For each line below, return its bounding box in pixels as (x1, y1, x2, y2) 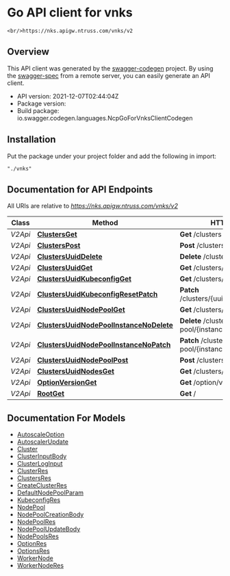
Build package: (16, 106, 60, 114)
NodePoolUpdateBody (16, 525, 81, 534)
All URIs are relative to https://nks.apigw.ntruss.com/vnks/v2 (7, 202, 178, 210)
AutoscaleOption (16, 430, 65, 439)
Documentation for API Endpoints (7, 184, 153, 195)
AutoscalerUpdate (16, 438, 68, 446)
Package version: (16, 99, 66, 108)
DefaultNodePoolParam (16, 488, 84, 497)
